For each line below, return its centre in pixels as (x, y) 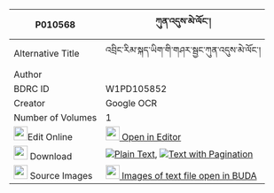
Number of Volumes (55, 117)
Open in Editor (152, 137)
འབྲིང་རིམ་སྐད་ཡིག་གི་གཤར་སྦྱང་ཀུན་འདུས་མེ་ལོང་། (183, 50)
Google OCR (131, 103)
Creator (30, 103)
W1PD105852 (136, 89)
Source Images (61, 176)
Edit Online (51, 137)
